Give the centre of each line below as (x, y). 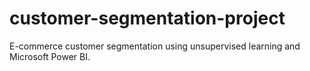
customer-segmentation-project (147, 18)
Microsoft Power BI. (50, 56)
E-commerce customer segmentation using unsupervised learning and (155, 46)
